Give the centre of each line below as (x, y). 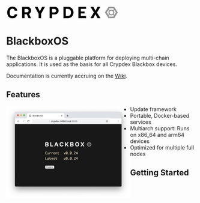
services (141, 122)
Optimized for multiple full (162, 147)
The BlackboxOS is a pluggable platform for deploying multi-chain (88, 58)
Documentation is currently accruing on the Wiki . (67, 76)
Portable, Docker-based (160, 115)
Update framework (153, 109)
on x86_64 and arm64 (157, 135)
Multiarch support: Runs (160, 128)
